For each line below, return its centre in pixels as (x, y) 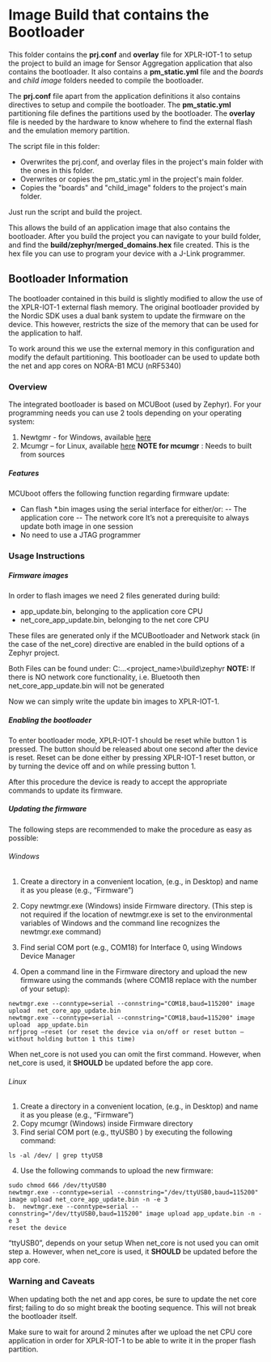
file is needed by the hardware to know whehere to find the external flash (131, 121)
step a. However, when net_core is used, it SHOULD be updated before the (133, 1252)
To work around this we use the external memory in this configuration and (131, 348)
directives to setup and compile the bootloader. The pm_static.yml (120, 104)
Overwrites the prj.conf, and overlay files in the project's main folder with (142, 162)
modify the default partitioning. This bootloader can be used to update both (134, 357)
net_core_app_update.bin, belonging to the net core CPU (114, 619)
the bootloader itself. (43, 1316)
